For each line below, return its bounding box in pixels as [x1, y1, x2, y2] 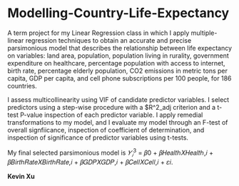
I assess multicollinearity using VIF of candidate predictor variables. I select [7, 95, 230, 104]
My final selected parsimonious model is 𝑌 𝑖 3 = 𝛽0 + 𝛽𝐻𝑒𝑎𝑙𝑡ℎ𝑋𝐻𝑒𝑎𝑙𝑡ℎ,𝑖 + [7, 147, 214, 158]
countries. [7, 81, 37, 90]
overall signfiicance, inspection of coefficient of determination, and [7, 125, 205, 134]
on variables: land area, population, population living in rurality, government [7, 51, 230, 60]
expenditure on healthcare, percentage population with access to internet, [7, 58, 226, 67]
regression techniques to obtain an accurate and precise [25, 36, 192, 44]
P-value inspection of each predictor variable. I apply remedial [20, 110, 203, 119]
